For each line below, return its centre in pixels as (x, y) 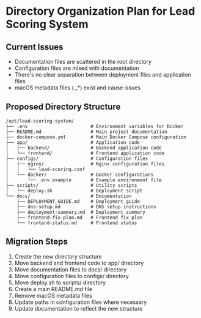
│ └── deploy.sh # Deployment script (74, 191)
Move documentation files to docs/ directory (71, 269)
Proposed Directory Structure (63, 107)
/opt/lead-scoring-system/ (40, 121)
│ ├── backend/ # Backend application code (84, 148)
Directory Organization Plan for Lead (100, 11)
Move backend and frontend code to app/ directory (79, 263)
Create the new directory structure (58, 256)
